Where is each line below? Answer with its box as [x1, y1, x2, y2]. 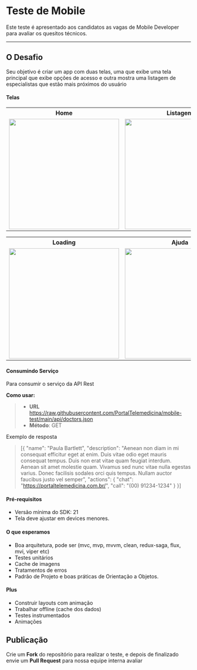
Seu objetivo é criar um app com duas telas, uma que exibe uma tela [6, 68, 172, 75]
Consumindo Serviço [6, 367, 59, 374]
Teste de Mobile [6, 4, 86, 18]
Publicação [6, 635, 48, 645]
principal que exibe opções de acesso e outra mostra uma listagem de [6, 74, 176, 81]
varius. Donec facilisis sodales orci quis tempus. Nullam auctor [20, 469, 172, 477]
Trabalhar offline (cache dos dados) [14, 605, 101, 612]
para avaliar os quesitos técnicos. [6, 29, 87, 36]
